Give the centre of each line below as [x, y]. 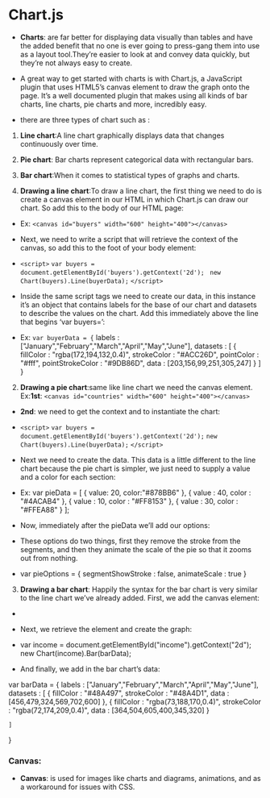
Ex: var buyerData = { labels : [70, 337]
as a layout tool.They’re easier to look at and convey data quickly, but [135, 54]
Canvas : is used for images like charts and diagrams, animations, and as [140, 779]
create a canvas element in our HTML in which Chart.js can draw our [134, 199]
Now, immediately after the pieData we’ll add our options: [115, 525]
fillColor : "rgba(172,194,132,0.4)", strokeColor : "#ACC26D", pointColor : [139, 354]
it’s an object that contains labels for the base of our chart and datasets [138, 305]
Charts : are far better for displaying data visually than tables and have [136, 37]
